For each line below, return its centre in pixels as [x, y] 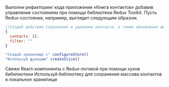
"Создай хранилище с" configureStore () [47, 54]
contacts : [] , [24, 36]
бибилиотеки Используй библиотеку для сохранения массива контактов [83, 74]
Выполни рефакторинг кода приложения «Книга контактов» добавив [79, 7]
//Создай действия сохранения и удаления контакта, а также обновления [82, 27]
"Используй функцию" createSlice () [43, 59]
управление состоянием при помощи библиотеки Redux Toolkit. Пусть [81, 12]
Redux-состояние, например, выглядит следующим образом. [72, 18]
